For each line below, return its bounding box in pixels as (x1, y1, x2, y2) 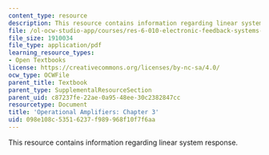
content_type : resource (8, 11, 88, 20)
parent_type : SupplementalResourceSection (8, 85, 152, 94)
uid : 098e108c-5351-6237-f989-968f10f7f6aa (8, 116, 156, 124)
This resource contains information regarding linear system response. (8, 137, 239, 147)
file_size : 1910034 (8, 34, 74, 42)
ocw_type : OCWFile (8, 71, 70, 79)
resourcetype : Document (8, 101, 88, 109)
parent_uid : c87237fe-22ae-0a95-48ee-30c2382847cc (8, 93, 181, 101)
